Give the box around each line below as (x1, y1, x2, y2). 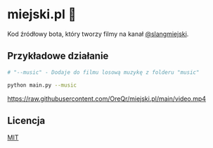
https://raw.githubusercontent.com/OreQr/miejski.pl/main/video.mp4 (7, 94, 206, 103)
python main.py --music (7, 81, 77, 89)
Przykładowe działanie (7, 50, 109, 62)
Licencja (7, 114, 46, 126)
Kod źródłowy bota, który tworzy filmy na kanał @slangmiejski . (7, 30, 189, 38)
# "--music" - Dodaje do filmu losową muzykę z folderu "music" (7, 68, 200, 76)
